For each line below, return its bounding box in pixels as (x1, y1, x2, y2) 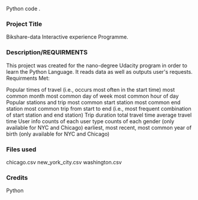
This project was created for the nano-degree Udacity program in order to (6, 62, 187, 69)
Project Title (6, 20, 43, 28)
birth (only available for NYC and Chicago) (6, 130, 110, 137)
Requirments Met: (6, 74, 50, 82)
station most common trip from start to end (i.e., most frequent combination (6, 105, 191, 112)
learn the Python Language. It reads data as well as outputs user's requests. (6, 68, 193, 75)
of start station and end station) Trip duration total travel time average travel (6, 111, 192, 118)
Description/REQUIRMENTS (6, 48, 88, 57)
